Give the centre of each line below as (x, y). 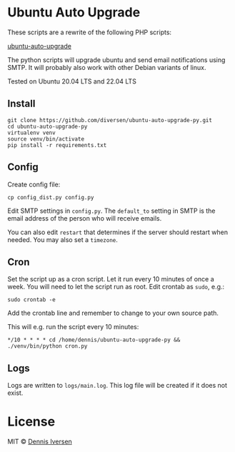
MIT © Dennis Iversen (40, 442)
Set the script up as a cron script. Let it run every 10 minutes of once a (111, 279)
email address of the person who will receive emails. (85, 218)
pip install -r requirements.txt (57, 145)
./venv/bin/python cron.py (47, 346)
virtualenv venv (31, 133)
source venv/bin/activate (46, 139)
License (31, 422)
